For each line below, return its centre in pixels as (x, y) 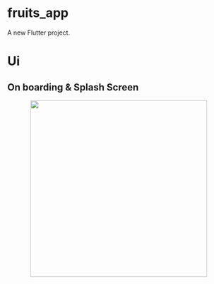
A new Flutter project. (39, 32)
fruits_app (38, 13)
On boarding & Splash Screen (73, 87)
